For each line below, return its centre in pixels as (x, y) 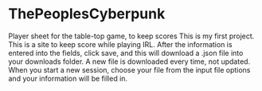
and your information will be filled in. (68, 78)
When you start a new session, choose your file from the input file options (129, 69)
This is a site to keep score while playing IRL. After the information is (120, 44)
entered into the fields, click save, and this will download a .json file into (126, 53)
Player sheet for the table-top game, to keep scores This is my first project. (131, 36)
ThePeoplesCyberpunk (87, 14)
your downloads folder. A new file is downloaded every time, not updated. (129, 61)
